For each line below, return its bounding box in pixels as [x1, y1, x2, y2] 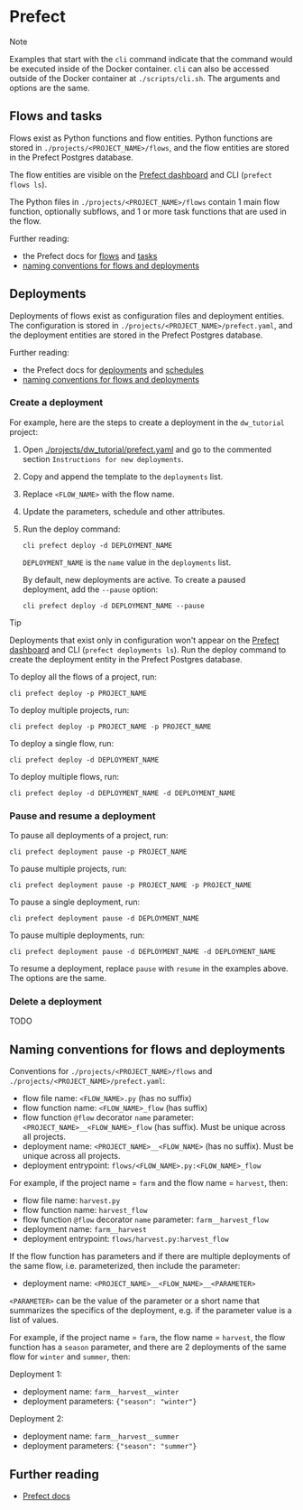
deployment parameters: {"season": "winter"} [22, 1396, 197, 1407]
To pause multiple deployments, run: [9, 930, 145, 940]
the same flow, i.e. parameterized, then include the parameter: [9, 1261, 241, 1272]
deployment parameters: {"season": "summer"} [22, 1441, 197, 1451]
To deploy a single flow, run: [9, 737, 115, 748]
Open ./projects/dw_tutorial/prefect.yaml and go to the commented [22, 444, 272, 455]
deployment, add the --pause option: [22, 584, 159, 595]
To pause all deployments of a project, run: [9, 830, 169, 841]
